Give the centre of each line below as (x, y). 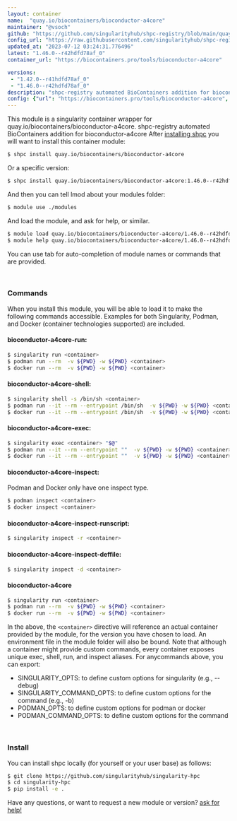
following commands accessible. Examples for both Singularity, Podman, (113, 316)
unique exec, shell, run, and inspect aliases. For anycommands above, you (115, 657)
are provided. (27, 261)
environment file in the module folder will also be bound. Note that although (117, 642)
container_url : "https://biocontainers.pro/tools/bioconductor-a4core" (115, 60)
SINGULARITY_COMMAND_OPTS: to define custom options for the (114, 693)
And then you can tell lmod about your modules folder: (86, 194)
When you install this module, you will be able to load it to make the (105, 309)
